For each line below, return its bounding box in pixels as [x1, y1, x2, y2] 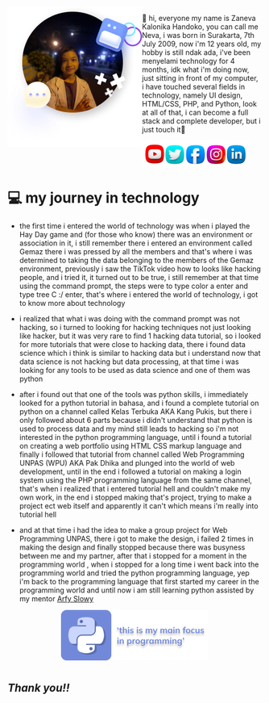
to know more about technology [19, 298, 126, 308]
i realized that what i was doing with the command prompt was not [19, 313, 241, 324]
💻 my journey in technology [7, 189, 200, 207]
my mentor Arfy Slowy [19, 593, 94, 603]
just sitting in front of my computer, [142, 73, 259, 82]
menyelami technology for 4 [142, 56, 235, 65]
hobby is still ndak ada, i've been [142, 48, 251, 57]
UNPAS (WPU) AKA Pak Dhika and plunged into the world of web [19, 458, 235, 467]
